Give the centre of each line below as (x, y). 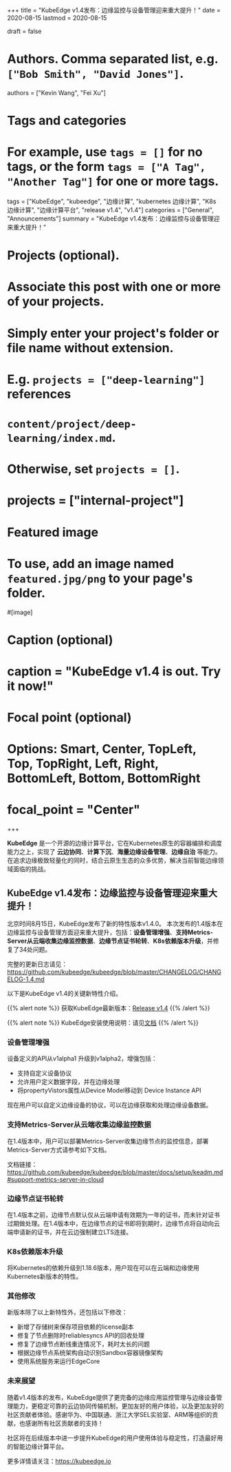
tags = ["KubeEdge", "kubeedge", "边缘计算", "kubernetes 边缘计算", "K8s (112, 201)
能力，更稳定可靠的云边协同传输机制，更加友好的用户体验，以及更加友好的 (118, 1406)
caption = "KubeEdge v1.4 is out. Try (114, 671)
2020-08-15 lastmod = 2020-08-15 (57, 18)
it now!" (30, 686)
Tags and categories (67, 121)
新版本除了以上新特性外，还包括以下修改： (67, 1312)
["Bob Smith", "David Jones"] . (96, 74)
